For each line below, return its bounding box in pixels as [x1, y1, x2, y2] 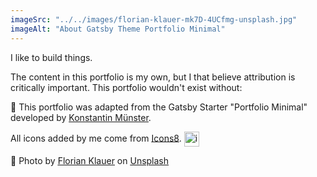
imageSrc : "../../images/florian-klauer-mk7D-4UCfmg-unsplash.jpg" [10, 14, 298, 25]
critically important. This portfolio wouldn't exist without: [10, 81, 243, 93]
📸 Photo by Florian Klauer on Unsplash [10, 154, 170, 166]
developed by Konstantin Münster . [10, 111, 152, 123]
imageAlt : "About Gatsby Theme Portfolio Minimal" [10, 24, 226, 34]
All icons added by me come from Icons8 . [10, 132, 182, 144]
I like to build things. [10, 51, 93, 63]
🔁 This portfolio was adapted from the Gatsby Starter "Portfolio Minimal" [10, 101, 308, 113]
